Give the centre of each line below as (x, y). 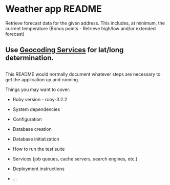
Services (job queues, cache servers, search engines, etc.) (75, 158)
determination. (29, 58)
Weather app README (54, 9)
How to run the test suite (39, 149)
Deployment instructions (39, 169)
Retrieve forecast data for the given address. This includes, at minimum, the (85, 23)
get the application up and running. (42, 79)
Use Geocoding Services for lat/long (65, 50)
